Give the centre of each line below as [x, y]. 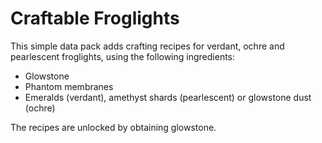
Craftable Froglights [95, 18]
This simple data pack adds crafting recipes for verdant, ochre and [147, 46]
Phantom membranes [69, 86]
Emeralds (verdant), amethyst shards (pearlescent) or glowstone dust [168, 97]
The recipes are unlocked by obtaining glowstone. [113, 127]
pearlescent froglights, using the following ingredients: [123, 56]
